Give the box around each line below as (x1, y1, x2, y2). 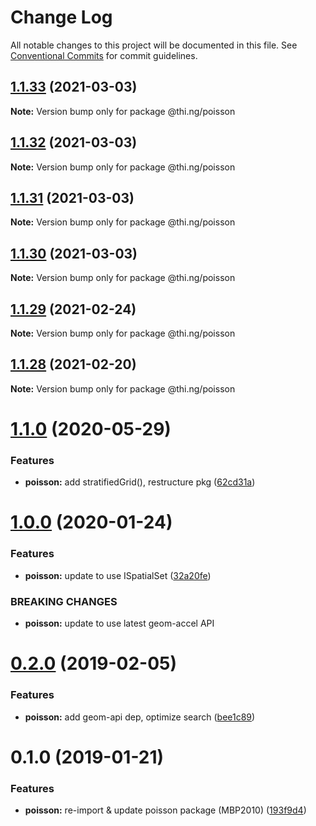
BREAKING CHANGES (10, 594, 118, 608)
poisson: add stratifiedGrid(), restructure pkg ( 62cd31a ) (24, 476, 256, 488)
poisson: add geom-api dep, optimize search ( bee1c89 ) (24, 711, 256, 723)
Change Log (10, 6, 113, 29)
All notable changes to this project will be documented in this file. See (10, 39, 298, 51)
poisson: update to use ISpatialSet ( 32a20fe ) (24, 569, 212, 581)
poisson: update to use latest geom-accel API (24, 617, 215, 630)
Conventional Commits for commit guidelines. (10, 49, 198, 61)
